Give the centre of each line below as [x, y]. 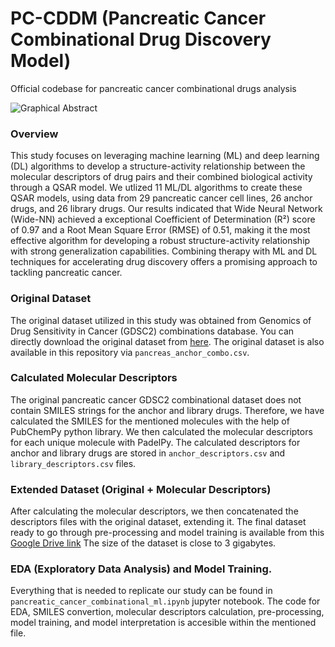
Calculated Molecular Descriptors [94, 378]
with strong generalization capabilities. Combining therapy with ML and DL [164, 251]
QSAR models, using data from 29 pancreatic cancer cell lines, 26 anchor [161, 198]
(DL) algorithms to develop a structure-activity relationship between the [158, 166]
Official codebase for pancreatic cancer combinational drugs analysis [153, 88]
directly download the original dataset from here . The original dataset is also [167, 341]
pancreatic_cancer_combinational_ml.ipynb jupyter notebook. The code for [165, 601]
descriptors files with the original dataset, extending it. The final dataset [158, 522]
